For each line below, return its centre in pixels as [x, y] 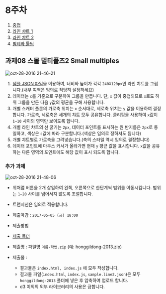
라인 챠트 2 [23, 37]
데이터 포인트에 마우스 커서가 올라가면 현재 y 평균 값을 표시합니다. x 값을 [81, 146]
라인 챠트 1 [23, 31]
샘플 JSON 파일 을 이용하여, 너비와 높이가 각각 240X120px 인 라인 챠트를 [81, 83]
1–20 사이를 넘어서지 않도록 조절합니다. [55, 194]
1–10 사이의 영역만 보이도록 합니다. [46, 121]
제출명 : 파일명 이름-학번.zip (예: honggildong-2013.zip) [67, 247]
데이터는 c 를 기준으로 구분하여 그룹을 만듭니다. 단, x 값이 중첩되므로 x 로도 [83, 96]
